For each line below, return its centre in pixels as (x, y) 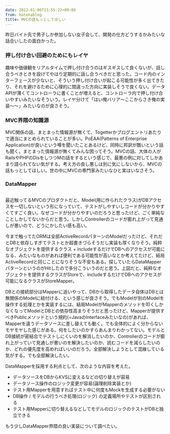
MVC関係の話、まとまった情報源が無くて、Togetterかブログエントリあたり (83, 132)
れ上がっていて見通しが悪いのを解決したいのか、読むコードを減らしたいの (83, 343)
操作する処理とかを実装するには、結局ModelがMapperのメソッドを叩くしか (84, 305)
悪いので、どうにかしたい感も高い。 (52, 226)
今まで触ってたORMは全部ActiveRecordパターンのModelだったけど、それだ (84, 236)
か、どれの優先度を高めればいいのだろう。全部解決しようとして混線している (85, 349)
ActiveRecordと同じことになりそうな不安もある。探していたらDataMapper (83, 262)
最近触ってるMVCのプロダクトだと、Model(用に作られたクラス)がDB (77, 200)
